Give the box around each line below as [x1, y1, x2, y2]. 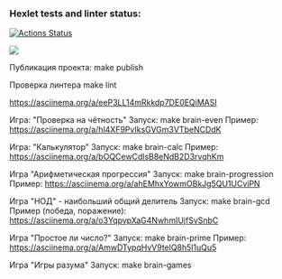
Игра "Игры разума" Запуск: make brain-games [9, 260, 192, 271]
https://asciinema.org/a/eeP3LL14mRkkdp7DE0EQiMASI [9, 98, 218, 108]
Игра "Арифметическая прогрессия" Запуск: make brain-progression [9, 169, 274, 180]
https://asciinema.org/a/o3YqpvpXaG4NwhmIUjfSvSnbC [9, 215, 219, 226]
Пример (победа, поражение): [9, 206, 127, 217]
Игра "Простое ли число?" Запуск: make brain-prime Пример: [9, 233, 247, 244]
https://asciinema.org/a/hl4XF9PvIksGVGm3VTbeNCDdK [9, 125, 222, 135]
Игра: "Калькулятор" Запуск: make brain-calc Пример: [9, 142, 219, 153]
